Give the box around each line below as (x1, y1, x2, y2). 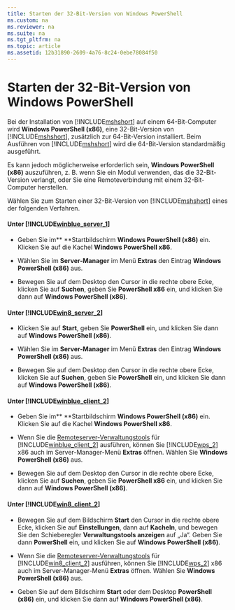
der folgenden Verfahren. (7, 204, 80, 212)
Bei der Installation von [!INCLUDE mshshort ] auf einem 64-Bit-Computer (7, 117, 217, 126)
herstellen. (37, 183, 69, 191)
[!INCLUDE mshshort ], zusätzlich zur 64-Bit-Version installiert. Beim (7, 132, 201, 141)
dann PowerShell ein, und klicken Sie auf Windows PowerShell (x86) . (17, 538, 220, 546)
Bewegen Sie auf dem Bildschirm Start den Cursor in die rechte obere (17, 516, 220, 524)
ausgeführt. (7, 147, 41, 155)
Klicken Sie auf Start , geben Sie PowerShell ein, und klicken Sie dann (17, 324, 219, 332)
